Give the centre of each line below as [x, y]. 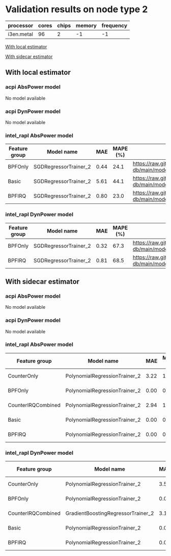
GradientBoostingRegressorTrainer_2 [110, 513]
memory [86, 25]
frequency [115, 25]
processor [21, 25]
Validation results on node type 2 [77, 9]
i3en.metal [20, 34]
